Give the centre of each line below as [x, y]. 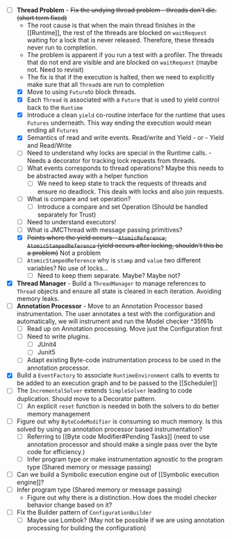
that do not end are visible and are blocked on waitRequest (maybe [122, 63]
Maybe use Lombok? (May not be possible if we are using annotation [126, 520]
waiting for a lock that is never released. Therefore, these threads [121, 40]
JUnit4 [47, 345]
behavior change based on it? [69, 505]
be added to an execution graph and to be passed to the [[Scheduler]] [117, 383]
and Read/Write [49, 146]
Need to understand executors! [72, 221]
